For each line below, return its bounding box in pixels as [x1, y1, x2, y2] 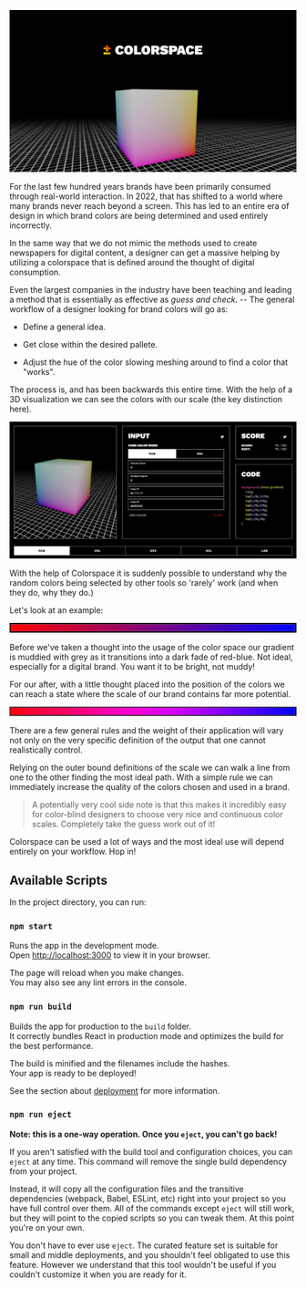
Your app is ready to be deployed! [9, 1067, 137, 1078]
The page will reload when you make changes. [9, 968, 185, 979]
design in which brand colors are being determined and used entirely [9, 210, 269, 221]
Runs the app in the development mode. [9, 941, 159, 951]
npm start [9, 920, 53, 931]
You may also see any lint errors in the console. [9, 977, 187, 988]
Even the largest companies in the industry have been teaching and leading [9, 284, 292, 295]
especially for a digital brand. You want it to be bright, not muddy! [9, 661, 255, 672]
